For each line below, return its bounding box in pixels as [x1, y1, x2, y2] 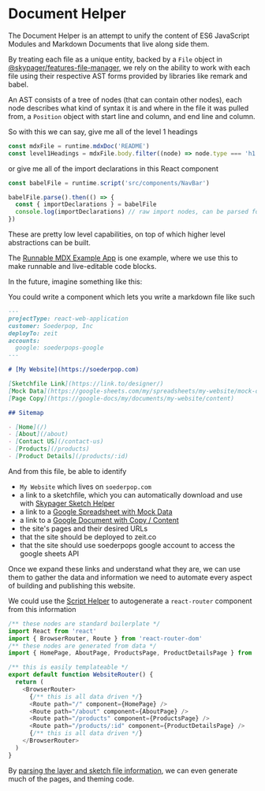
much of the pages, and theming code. [8, 774, 135, 783]
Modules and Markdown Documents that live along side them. [8, 39, 210, 48]
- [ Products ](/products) [8, 445, 90, 453]
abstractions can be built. [8, 238, 91, 248]
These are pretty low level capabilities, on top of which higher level [8, 229, 226, 239]
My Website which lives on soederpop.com [19, 482, 152, 491]
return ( [15, 678, 44, 686]
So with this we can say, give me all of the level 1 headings [8, 127, 199, 136]
